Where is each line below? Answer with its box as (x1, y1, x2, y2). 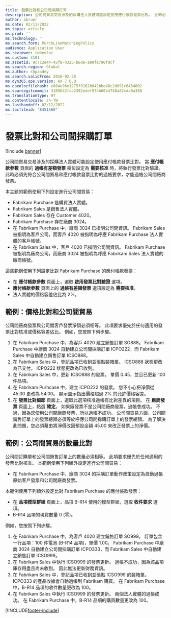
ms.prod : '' (5, 31, 31, 36)
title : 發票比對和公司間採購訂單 (5, 7, 67, 13)
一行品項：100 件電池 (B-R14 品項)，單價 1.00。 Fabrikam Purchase (12, 539, 154, 545)
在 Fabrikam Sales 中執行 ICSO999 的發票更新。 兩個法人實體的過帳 (12, 590, 155, 597)
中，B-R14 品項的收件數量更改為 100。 (12, 584, 94, 590)
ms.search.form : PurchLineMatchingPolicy (5, 41, 95, 46)
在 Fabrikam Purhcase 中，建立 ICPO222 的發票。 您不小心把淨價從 (12, 384, 155, 390)
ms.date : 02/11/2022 (5, 21, 49, 27)
